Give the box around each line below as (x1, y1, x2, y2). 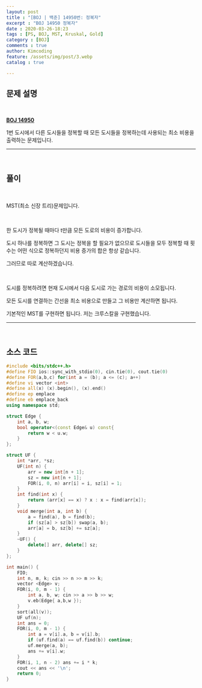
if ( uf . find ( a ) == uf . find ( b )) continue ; (28, 637, 133, 643)
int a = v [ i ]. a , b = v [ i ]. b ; (28, 631, 101, 637)
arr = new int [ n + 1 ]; (28, 469, 85, 475)
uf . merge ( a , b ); (28, 643, 69, 649)
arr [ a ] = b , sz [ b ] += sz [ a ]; (28, 525, 101, 531)
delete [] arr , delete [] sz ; (28, 542, 98, 548)
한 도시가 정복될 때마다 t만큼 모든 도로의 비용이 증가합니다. (6, 227, 143, 234)
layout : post (6, 8, 39, 15)
